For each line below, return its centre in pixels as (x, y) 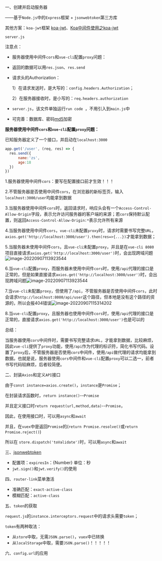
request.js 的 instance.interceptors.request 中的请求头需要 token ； (72, 516)
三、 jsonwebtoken (23, 452)
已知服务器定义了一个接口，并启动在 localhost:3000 (56, 140)
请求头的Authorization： (36, 78)
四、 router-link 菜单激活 (30, 479)
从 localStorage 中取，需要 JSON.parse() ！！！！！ (61, 543)
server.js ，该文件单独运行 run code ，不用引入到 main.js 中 (71, 109)
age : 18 (24, 162)
